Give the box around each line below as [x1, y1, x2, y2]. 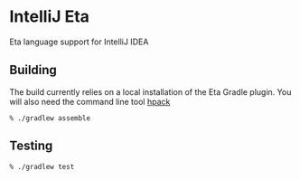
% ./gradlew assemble [9, 113, 91, 123]
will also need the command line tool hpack [9, 96, 171, 107]
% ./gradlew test [9, 162, 75, 171]
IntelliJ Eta [9, 6, 90, 27]
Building [9, 62, 57, 78]
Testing [9, 138, 53, 154]
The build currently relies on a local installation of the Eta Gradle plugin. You [9, 86, 292, 97]
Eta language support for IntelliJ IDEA [9, 36, 149, 47]
